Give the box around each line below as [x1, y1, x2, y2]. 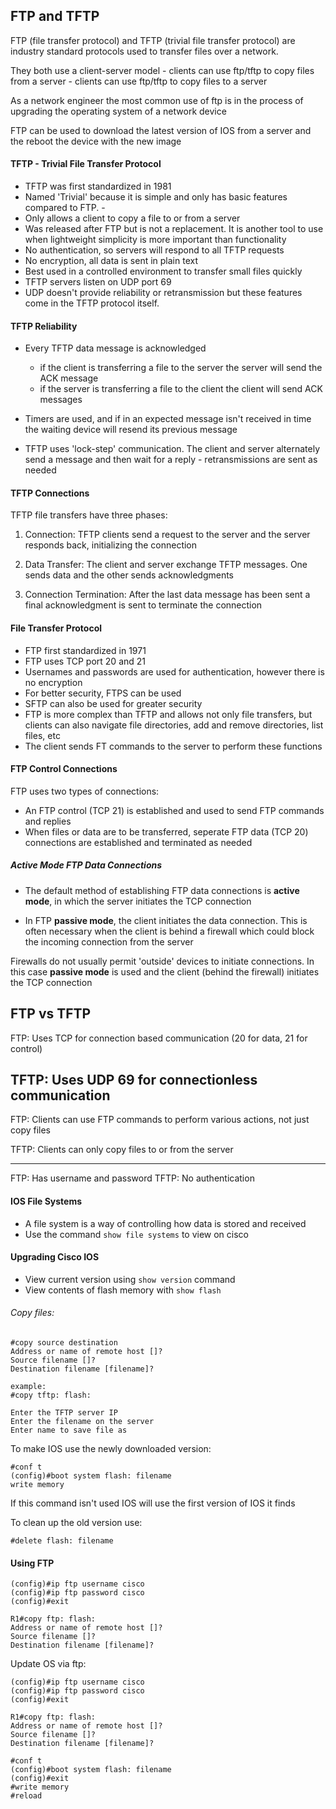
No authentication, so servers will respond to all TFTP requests [24, 244, 285, 256]
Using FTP [10, 1557, 55, 1569]
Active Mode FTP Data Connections [10, 859, 163, 871]
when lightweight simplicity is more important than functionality [24, 234, 287, 246]
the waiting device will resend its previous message [24, 424, 238, 436]
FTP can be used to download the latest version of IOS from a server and [10, 124, 312, 136]
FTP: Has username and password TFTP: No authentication [10, 1172, 255, 1184]
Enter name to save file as [10, 1425, 128, 1436]
